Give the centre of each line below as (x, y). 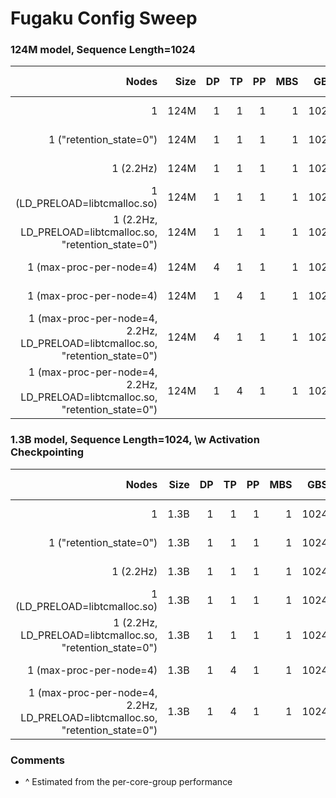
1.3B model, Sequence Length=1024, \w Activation (135, 440)
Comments (37, 760)
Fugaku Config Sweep (104, 18)
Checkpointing (47, 452)
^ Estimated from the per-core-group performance (128, 782)
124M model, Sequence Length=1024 (103, 50)
